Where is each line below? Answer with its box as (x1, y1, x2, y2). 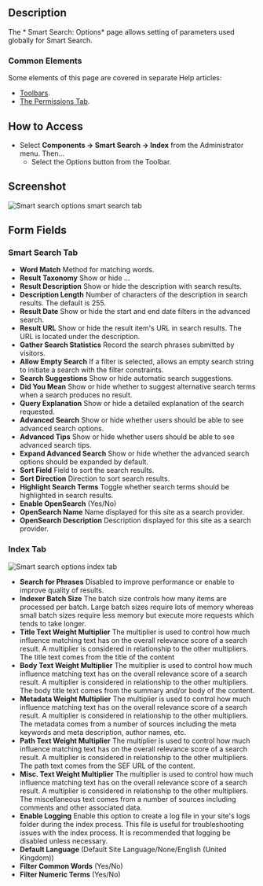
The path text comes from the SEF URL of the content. (19, 761, 195, 770)
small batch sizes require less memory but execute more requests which (19, 610, 254, 620)
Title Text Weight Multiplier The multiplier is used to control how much (19, 627, 250, 637)
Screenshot (8, 180, 67, 194)
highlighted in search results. (19, 491, 114, 500)
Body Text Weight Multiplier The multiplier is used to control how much (19, 660, 253, 670)
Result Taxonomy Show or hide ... (19, 273, 131, 282)
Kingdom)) (19, 853, 55, 862)
